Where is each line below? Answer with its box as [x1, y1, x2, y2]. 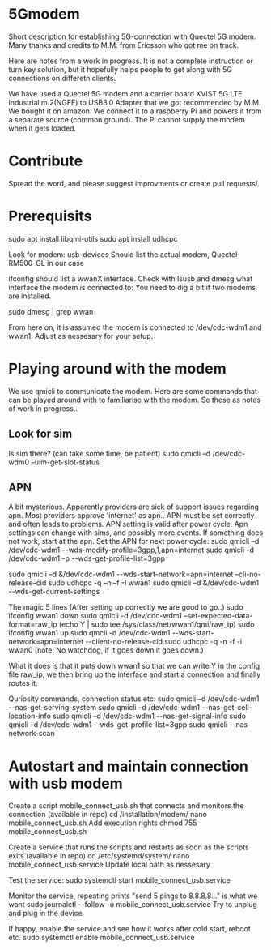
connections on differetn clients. [8, 73, 116, 83]
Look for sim [8, 427, 73, 441]
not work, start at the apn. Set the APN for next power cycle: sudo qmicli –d [8, 537, 260, 546]
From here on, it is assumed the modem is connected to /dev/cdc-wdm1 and [8, 322, 262, 332]
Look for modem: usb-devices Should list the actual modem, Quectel [8, 249, 238, 259]
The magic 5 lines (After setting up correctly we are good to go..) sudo [8, 602, 243, 612]
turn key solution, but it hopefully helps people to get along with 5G [8, 64, 233, 74]
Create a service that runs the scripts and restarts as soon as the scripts [8, 842, 249, 852]
